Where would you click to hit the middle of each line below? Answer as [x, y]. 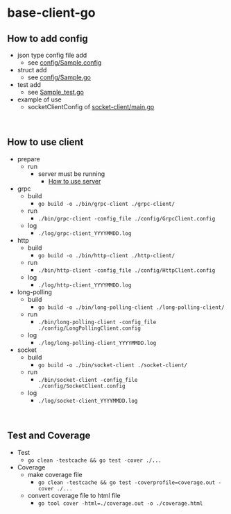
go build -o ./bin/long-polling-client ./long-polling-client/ [131, 307]
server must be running [71, 174]
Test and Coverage [49, 436]
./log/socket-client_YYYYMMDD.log [88, 401]
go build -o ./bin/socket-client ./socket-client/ [113, 365]
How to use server [75, 181]
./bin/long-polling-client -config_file [97, 322]
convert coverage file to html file [74, 495]
